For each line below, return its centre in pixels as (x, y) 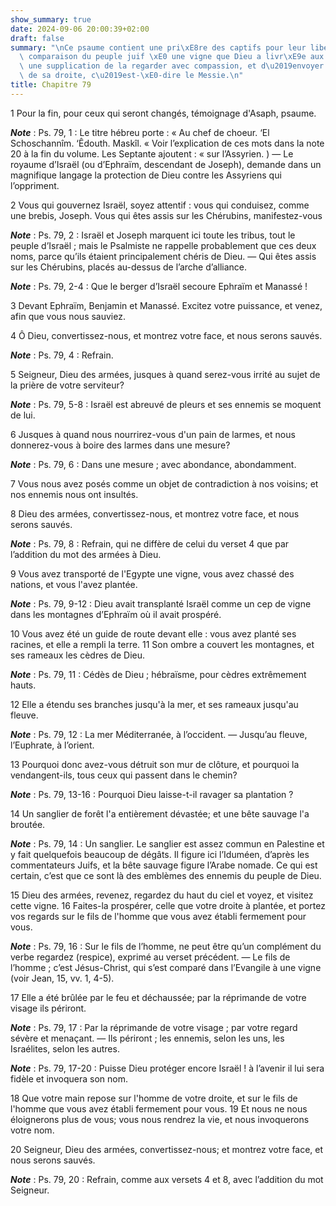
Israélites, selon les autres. (65, 1048)
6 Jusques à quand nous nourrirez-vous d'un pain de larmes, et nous (153, 434)
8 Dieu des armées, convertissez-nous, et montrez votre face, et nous (155, 513)
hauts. (23, 685)
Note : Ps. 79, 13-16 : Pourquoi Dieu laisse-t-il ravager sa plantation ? (152, 794)
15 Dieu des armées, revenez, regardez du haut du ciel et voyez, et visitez (162, 895)
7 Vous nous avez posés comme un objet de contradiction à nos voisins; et (164, 483)
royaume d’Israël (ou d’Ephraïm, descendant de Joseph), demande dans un (166, 164)
